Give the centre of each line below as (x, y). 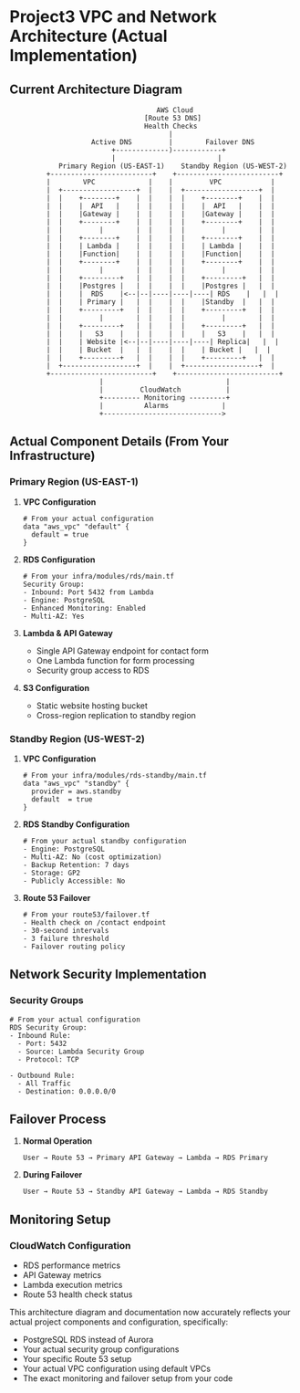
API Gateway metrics (62, 1275)
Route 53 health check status (78, 1294)
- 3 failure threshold (66, 938)
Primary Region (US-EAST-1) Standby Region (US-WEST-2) (172, 166)
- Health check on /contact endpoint (94, 922)
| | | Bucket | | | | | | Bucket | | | (159, 350)
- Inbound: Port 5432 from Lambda (88, 592)
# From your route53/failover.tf (86, 915)
